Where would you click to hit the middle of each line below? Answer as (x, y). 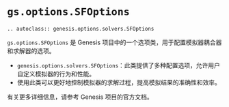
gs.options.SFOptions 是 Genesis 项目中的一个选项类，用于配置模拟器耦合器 (114, 42)
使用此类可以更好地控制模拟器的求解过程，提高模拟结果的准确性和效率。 (119, 82)
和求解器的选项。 (31, 50)
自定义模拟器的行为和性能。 (56, 74)
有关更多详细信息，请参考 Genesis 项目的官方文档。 (80, 97)
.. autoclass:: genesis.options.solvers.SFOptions (81, 29)
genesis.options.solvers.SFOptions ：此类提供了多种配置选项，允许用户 (119, 65)
